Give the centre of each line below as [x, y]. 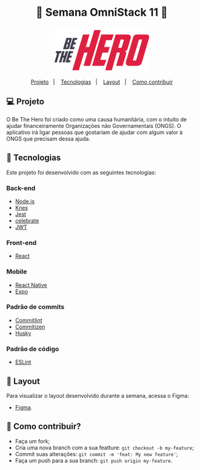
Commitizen [30, 326]
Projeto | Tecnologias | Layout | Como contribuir [102, 82]
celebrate [27, 220]
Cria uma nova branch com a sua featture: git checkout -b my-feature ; [104, 448]
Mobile [17, 272]
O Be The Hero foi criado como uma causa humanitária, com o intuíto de [96, 119]
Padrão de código [33, 349]
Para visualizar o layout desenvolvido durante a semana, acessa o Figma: [98, 395]
